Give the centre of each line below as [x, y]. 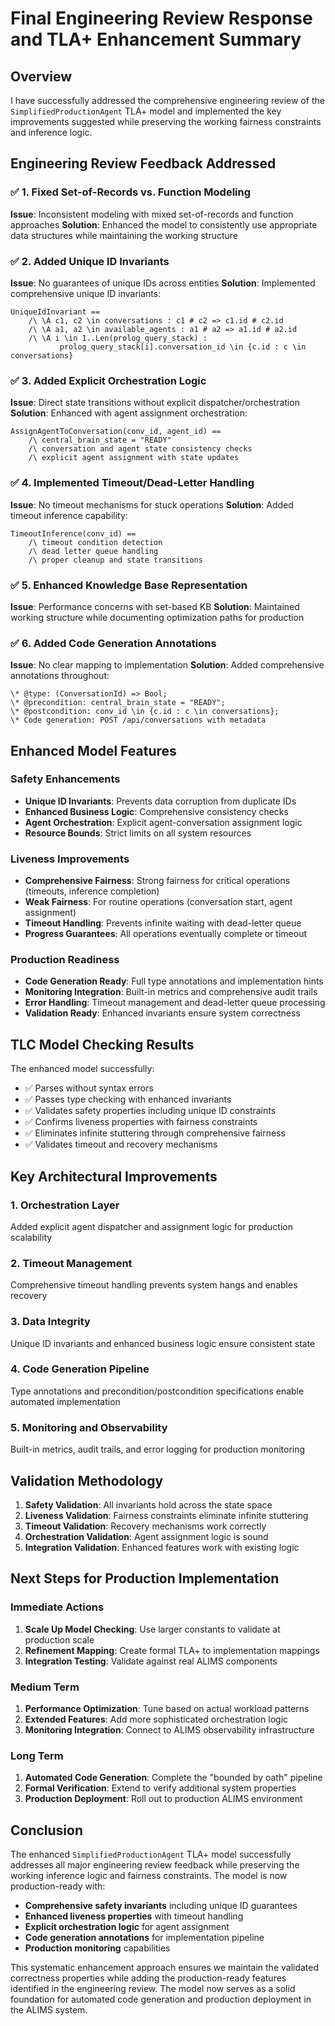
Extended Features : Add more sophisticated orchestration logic [156, 1719]
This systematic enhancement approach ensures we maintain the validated [165, 1968]
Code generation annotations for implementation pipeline [144, 1938]
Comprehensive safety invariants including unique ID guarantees [161, 1906]
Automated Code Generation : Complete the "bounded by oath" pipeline [173, 1778]
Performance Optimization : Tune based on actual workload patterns [167, 1708]
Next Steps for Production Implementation [145, 1578]
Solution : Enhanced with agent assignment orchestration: [129, 413]
